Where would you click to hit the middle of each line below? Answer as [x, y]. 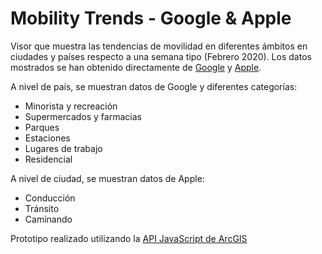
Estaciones [47, 138]
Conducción [50, 198]
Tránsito [42, 208]
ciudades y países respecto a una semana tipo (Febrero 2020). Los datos [161, 56]
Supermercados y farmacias [83, 116]
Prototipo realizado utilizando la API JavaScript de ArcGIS [129, 238]
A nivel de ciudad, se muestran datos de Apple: [107, 178]
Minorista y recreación [71, 106]
